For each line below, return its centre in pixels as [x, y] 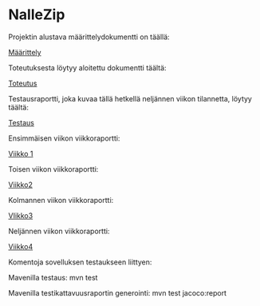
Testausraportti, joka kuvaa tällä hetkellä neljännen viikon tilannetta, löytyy [130, 98]
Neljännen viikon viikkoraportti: [59, 231]
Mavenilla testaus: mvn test [53, 277]
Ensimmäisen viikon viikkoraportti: [64, 138]
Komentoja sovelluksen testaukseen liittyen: [80, 262]
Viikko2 [21, 185]
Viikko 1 [21, 153]
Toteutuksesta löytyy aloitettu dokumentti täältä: [87, 68]
